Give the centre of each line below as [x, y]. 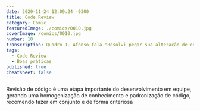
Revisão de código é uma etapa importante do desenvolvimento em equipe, [99, 89]
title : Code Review [30, 17]
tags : [13, 50]
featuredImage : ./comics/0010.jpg [49, 28]
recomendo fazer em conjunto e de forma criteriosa [69, 102]
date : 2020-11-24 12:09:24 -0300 [48, 12]
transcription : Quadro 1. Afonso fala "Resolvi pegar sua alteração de [97, 45]
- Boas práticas [32, 61]
